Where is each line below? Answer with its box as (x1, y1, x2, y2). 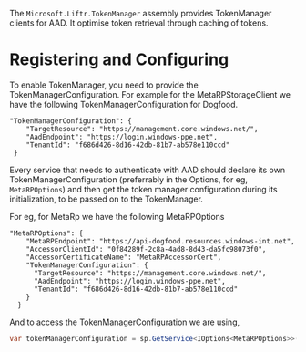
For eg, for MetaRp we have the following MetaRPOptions (9, 211, 225, 222)
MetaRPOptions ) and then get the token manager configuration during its (9, 183, 278, 194)
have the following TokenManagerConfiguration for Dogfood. (9, 98, 239, 109)
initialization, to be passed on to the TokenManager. (9, 193, 203, 204)
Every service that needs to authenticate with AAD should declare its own (9, 164, 285, 175)
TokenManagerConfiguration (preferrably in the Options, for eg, (9, 173, 249, 185)
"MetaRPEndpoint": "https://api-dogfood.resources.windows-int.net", (25, 236, 296, 245)
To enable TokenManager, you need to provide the (9, 79, 199, 90)
